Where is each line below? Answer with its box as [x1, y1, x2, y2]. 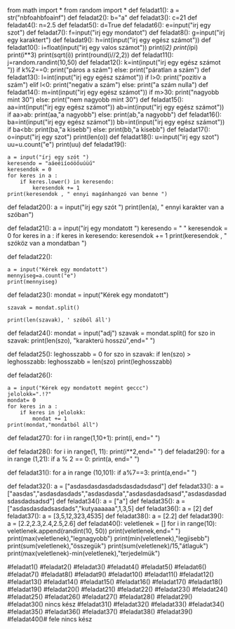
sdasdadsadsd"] [7, 497, 55, 505]
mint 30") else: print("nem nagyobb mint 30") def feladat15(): [7, 95, 184, 104]
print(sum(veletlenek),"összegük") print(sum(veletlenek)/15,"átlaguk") [7, 542, 209, 550]
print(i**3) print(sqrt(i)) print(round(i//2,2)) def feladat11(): [7, 51, 174, 59]
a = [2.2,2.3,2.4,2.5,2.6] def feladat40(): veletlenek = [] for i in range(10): [7, 519, 217, 527]
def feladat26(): [7, 371, 53, 379]
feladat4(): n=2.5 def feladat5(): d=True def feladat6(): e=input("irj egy [7, 21, 211, 29]
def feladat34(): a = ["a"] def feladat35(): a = [55, 497, 186, 505]
